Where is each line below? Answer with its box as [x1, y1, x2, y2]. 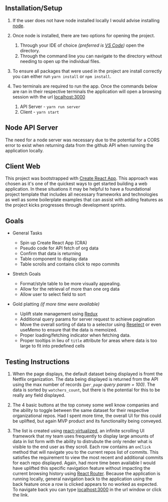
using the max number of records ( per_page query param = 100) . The [12, 382, 155, 388]
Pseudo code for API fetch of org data [20, 245, 99, 251]
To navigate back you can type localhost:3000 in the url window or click [12, 486, 162, 492]
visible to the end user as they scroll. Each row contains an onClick [12, 444, 151, 450]
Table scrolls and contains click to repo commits [20, 261, 120, 267]
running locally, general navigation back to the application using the [12, 476, 152, 482]
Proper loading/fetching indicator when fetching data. [20, 332, 131, 339]
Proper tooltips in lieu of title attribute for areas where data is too [20, 338, 157, 344]
